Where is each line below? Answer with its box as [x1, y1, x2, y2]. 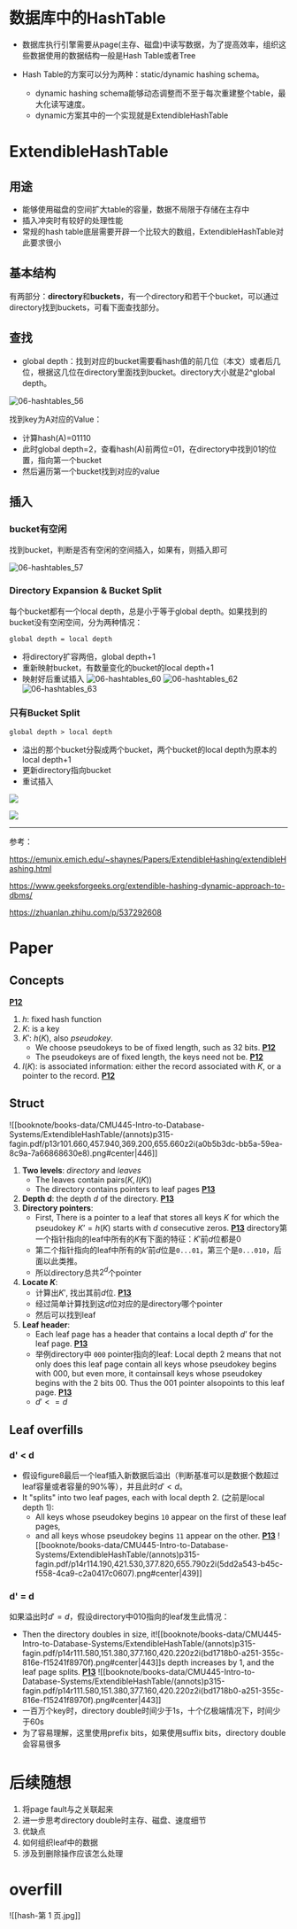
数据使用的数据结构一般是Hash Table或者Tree [29, 50, 196, 60]
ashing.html [9, 863, 52, 873]
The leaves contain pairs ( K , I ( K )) [34, 1174, 153, 1185]
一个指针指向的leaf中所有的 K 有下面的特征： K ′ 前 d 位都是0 [34, 1233, 241, 1244]
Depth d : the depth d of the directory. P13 [21, 1193, 174, 1204]
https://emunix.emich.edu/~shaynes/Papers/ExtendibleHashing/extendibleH [9, 854, 287, 864]
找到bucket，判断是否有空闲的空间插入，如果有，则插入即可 [9, 545, 228, 555]
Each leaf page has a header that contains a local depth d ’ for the [34, 1329, 274, 1340]
